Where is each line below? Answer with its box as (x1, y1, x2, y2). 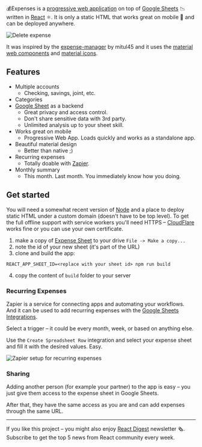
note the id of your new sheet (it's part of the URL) (14, 243, 140, 250)
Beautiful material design (14, 140, 77, 147)
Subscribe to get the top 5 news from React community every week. (6, 434, 176, 441)
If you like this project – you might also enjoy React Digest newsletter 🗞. (6, 425, 185, 433)
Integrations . (6, 313, 38, 320)
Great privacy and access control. (23, 108, 108, 116)
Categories (14, 96, 43, 103)
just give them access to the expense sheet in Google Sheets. (6, 390, 159, 397)
